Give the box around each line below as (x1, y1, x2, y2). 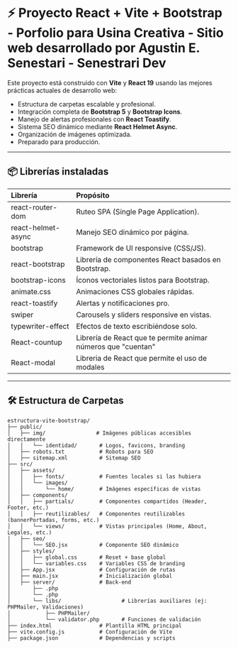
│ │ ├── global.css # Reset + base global (7, 554, 166, 561)
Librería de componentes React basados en (76, 254, 221, 264)
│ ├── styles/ (7, 547, 55, 555)
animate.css (11, 286, 52, 296)
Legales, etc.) (7, 529, 52, 536)
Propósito (76, 190, 110, 200)
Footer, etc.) (7, 504, 50, 511)
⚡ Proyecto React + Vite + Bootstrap (7, 5, 223, 21)
